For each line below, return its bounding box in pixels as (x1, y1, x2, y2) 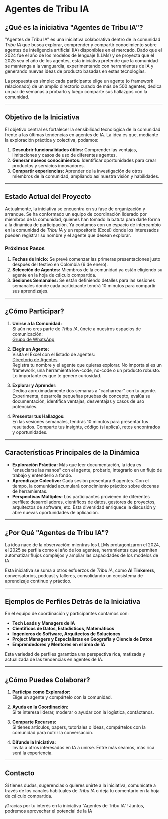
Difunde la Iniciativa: (12, 739, 56, 745)
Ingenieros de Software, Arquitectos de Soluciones (12, 631, 121, 637)
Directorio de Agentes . (12, 356, 59, 363)
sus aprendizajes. (12, 288, 49, 294)
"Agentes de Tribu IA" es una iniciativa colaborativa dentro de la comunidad (5, 36, 161, 42)
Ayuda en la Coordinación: (12, 704, 69, 710)
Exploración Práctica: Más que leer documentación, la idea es (12, 461, 141, 468)
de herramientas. (12, 488, 48, 494)
